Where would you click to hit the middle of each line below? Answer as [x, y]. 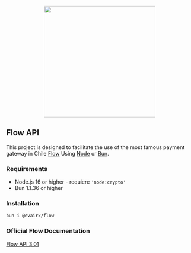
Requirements [27, 169]
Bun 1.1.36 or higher [39, 188]
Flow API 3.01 [23, 244]
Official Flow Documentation [48, 231]
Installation [23, 204]
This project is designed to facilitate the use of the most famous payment [95, 147]
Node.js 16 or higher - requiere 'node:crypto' [70, 182]
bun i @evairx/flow [30, 216]
